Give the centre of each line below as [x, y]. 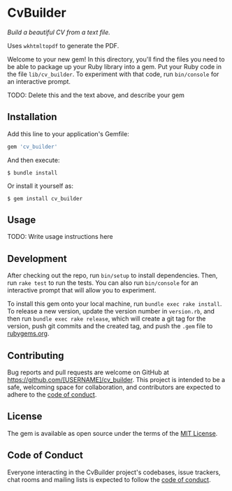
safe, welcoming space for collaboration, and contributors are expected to [114, 387]
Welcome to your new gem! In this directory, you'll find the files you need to [116, 59]
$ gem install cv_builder [45, 198]
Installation [32, 117]
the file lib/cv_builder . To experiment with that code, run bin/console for [113, 74]
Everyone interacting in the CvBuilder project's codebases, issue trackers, [114, 472]
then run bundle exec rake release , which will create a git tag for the [107, 318]
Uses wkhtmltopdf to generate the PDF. [63, 45]
